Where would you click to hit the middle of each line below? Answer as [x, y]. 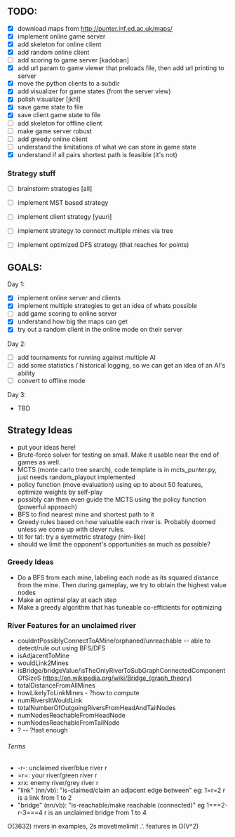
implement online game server [61, 36]
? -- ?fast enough [42, 730]
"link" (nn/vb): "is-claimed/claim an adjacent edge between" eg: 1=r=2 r [121, 790]
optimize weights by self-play [60, 492]
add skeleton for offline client [60, 123]
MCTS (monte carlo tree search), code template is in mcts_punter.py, [117, 469]
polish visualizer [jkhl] [49, 99]
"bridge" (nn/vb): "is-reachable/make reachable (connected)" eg [111, 805]
